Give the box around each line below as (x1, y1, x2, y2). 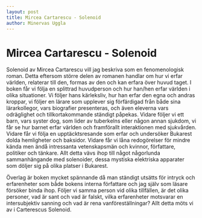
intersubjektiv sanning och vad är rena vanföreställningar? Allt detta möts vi (6, 200, 194, 207)
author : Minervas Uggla (6, 20, 66, 26)
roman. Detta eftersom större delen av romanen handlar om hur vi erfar (6, 72, 183, 80)
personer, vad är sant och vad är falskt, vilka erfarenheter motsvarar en (6, 193, 183, 200)
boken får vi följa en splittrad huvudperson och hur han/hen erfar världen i (6, 85, 191, 92)
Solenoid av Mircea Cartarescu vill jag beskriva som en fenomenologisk (6, 66, 184, 73)
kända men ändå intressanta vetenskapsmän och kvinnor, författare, (6, 143, 176, 150)
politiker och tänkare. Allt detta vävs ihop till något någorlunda (6, 149, 161, 157)
